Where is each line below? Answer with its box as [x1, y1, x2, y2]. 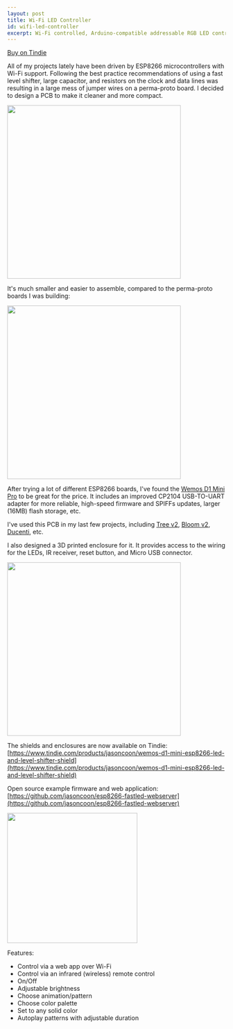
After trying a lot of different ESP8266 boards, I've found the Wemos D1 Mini [7, 485, 225, 493]
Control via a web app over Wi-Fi [17, 962, 112, 971]
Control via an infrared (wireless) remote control [17, 969, 155, 978]
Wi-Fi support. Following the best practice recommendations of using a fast [7, 69, 223, 78]
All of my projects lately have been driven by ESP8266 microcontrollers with [7, 62, 225, 70]
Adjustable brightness [17, 985, 80, 993]
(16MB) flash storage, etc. [7, 507, 81, 516]
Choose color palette [17, 999, 78, 1007]
